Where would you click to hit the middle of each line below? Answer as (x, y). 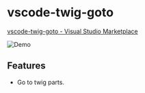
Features (26, 66)
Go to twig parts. (41, 82)
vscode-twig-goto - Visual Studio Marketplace (72, 31)
